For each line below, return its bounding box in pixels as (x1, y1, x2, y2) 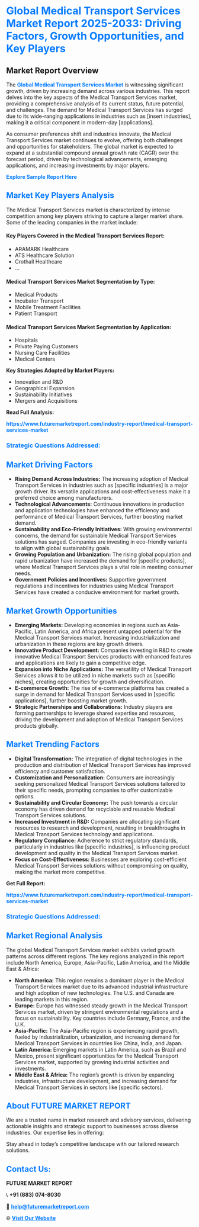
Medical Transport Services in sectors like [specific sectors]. (14, 1084, 163, 1091)
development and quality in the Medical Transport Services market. (14, 849, 179, 856)
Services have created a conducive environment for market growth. (14, 589, 180, 596)
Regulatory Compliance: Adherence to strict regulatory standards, (14, 837, 178, 844)
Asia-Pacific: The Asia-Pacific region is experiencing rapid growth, (14, 1027, 179, 1034)
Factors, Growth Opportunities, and (6, 30, 185, 43)
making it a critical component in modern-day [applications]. (6, 119, 154, 126)
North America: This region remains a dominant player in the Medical (14, 977, 185, 984)
